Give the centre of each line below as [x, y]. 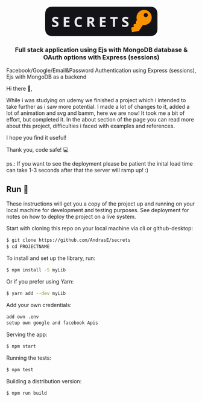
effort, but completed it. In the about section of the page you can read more [100, 120]
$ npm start [21, 346]
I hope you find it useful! [36, 138]
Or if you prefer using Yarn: [40, 281]
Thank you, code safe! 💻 [37, 150]
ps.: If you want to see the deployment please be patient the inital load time [99, 164]
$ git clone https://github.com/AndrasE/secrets [68, 240]
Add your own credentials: [39, 305]
